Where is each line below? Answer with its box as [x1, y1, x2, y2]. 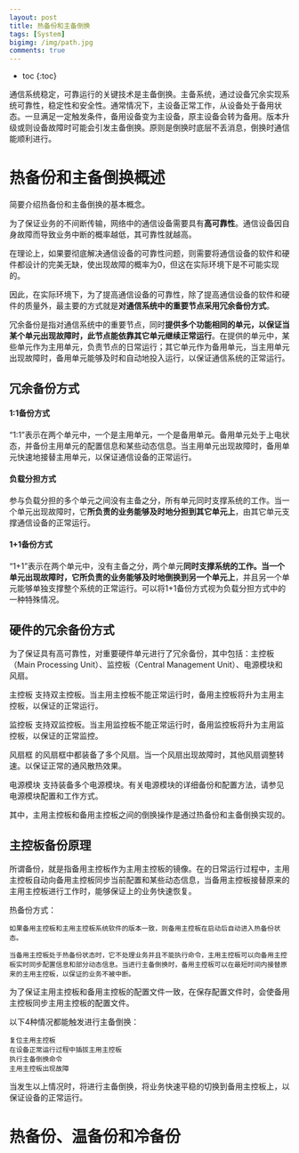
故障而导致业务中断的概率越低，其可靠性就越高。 [16, 229, 197, 240]
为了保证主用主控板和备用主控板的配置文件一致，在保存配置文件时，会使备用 [9, 986, 290, 997]
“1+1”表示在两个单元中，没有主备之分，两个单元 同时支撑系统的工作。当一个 [9, 561, 285, 572]
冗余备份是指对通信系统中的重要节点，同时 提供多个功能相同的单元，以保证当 [9, 320, 290, 330]
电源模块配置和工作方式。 [9, 790, 103, 801]
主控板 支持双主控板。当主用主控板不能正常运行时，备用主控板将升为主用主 [9, 689, 285, 700]
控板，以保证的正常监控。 [9, 730, 103, 741]
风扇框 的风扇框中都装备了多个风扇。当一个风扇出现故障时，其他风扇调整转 [9, 749, 285, 759]
